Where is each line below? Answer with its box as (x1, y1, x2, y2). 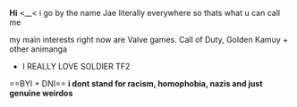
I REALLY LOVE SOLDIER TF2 (21, 62, 131, 71)
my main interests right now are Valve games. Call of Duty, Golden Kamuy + (9, 35, 289, 45)
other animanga (9, 44, 67, 54)
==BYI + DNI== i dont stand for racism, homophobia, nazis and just (9, 78, 263, 88)
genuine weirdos (9, 88, 73, 98)
